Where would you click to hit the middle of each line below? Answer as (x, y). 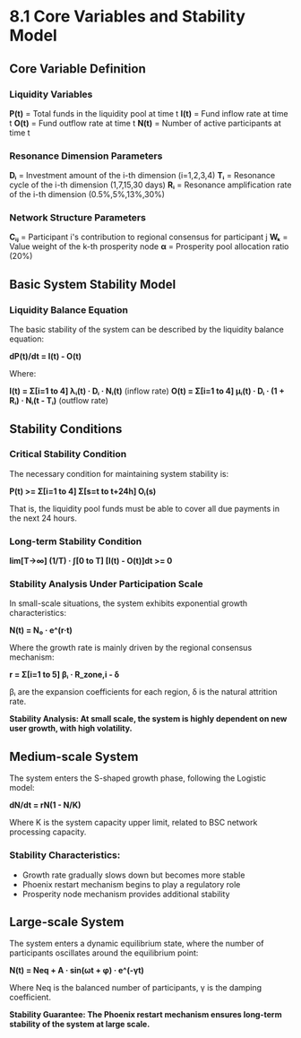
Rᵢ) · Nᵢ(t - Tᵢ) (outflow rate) (59, 401)
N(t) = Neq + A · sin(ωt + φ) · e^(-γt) (77, 971)
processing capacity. (48, 832)
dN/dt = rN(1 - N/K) (45, 805)
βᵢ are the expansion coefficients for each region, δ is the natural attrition (143, 692)
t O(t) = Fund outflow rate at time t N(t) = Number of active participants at (145, 123)
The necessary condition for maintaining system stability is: (119, 473)
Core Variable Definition (77, 69)
